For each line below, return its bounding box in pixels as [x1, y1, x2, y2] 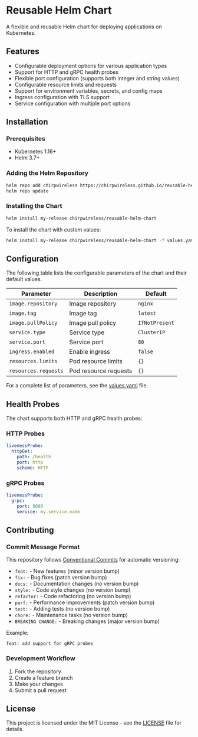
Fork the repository [14, 668, 62, 675]
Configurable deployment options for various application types [14, 62, 167, 69]
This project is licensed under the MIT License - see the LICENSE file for [6, 719, 181, 726]
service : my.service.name [16, 508, 81, 514]
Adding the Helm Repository [6, 169, 89, 177]
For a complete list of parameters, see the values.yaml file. [6, 382, 148, 389]
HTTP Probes [6, 429, 45, 438]
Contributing [6, 525, 54, 535]
